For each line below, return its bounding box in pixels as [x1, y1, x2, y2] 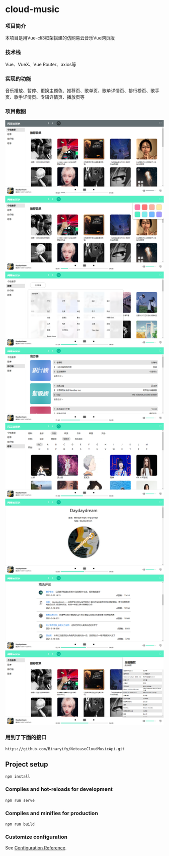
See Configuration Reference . [5, 845, 67, 851]
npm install [5, 774, 30, 779]
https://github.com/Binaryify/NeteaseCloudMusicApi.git [5, 746, 125, 751]
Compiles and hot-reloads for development [5, 786, 113, 793]
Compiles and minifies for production [5, 809, 98, 817]
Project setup [5, 760, 49, 769]
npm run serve [5, 798, 35, 803]
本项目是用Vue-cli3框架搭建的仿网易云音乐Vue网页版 [5, 35, 115, 41]
